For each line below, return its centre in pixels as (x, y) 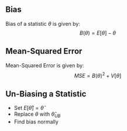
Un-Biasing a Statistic (46, 94)
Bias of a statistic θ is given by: (43, 23)
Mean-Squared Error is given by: (45, 65)
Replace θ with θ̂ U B (37, 115)
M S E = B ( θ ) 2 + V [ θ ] (98, 75)
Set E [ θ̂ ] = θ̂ (29, 108)
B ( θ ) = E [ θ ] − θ (98, 33)
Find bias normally (36, 122)
